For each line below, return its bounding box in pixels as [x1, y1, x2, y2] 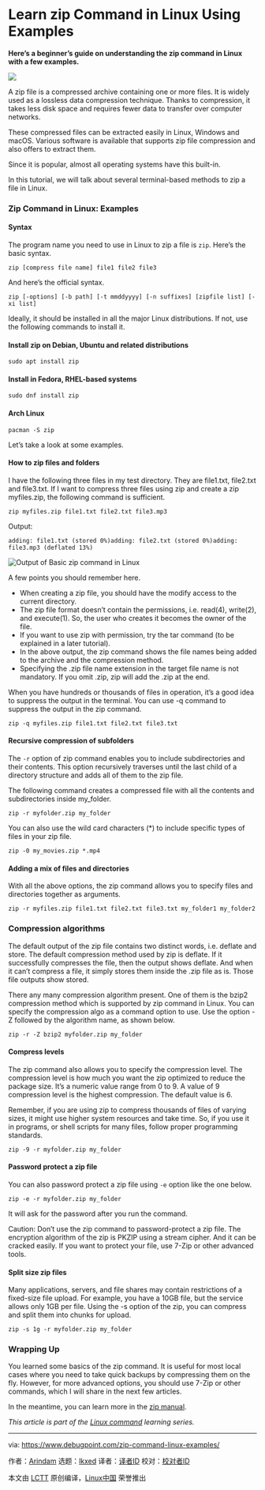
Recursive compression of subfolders [8, 736, 134, 746]
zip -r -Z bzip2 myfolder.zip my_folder [8, 1030, 144, 1038]
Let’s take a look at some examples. [8, 440, 124, 450]
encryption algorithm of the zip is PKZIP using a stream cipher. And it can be [8, 1232, 256, 1242]
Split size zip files [8, 1267, 67, 1277]
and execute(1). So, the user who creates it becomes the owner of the [19, 613, 247, 623]
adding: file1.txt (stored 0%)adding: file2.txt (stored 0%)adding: [8, 536, 238, 544]
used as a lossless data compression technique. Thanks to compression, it [8, 95, 251, 104]
